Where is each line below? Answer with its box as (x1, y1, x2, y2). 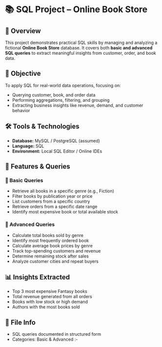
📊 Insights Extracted (5, 273, 70, 281)
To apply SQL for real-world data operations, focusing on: (5, 82, 121, 88)
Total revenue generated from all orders (12, 294, 92, 300)
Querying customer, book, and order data (12, 92, 96, 98)
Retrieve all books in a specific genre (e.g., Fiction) (12, 188, 115, 194)
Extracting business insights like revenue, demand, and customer (12, 102, 143, 108)
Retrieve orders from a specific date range (12, 204, 98, 209)
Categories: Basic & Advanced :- (12, 336, 78, 343)
